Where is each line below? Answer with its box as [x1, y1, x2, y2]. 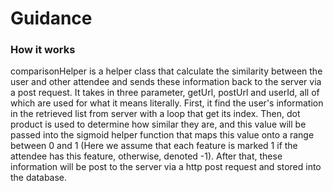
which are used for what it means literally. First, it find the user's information [10, 97, 324, 109]
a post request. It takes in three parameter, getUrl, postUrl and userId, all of [10, 87, 320, 99]
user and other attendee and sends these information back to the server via [10, 76, 322, 88]
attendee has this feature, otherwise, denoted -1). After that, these [10, 150, 283, 162]
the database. [10, 172, 68, 184]
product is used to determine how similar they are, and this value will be [10, 118, 307, 131]
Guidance [10, 7, 93, 30]
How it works [10, 43, 76, 57]
